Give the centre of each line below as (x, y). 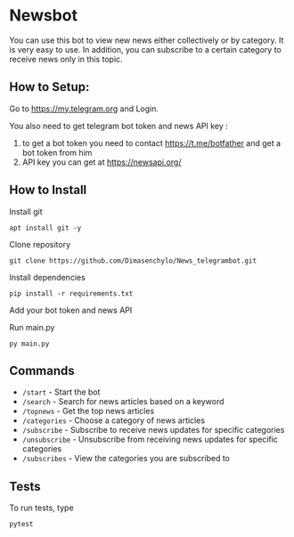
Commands (42, 370)
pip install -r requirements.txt (71, 293)
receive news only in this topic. (66, 59)
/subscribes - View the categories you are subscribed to (126, 459)
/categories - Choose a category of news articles (114, 420)
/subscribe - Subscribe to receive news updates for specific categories (153, 430)
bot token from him (57, 152)
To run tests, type (41, 508)
